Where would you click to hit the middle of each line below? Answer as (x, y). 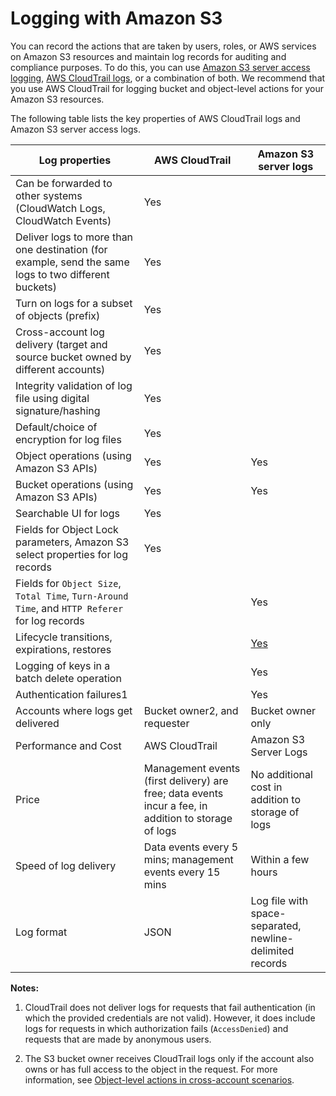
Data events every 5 (191, 847)
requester (166, 723)
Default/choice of (56, 427)
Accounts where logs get (74, 710)
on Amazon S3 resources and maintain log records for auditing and (148, 56)
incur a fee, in (175, 805)
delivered (37, 723)
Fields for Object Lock (67, 529)
